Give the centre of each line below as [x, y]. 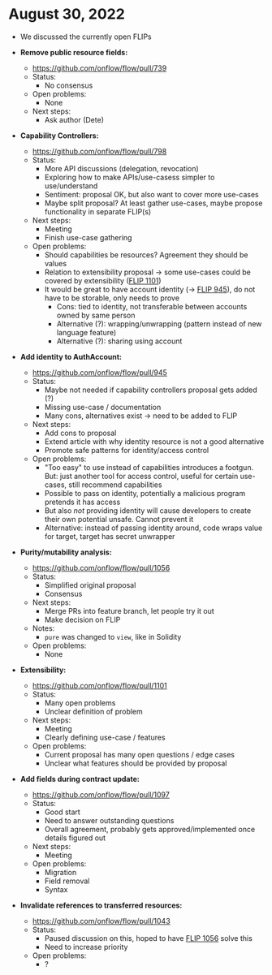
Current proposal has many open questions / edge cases [140, 754]
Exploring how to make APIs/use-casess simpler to [130, 177]
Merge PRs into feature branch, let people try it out [130, 610]
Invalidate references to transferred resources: [101, 905]
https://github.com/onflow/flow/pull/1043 [101, 921]
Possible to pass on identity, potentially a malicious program [145, 493]
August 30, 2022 [67, 14]
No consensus [69, 85]
